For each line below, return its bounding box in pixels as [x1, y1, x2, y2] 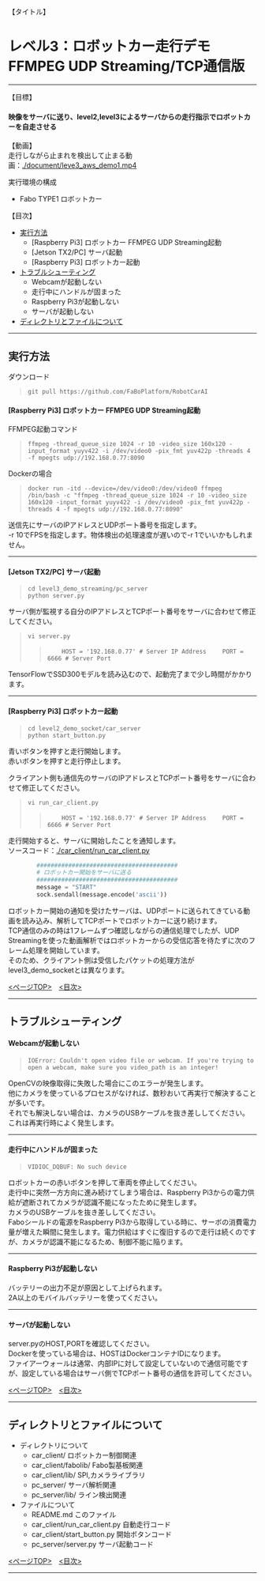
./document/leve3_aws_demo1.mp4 [22, 160, 137, 170]
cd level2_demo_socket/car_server [27, 724, 141, 733]
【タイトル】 [8, 7, 50, 16]
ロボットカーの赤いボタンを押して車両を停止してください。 [8, 1177, 201, 1187]
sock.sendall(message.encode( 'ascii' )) [36, 891, 168, 899]
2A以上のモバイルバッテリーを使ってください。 [8, 1292, 162, 1302]
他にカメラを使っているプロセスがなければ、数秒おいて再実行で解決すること [8, 1088, 256, 1097]
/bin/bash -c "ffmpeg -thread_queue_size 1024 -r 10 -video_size [27, 492, 247, 500]
